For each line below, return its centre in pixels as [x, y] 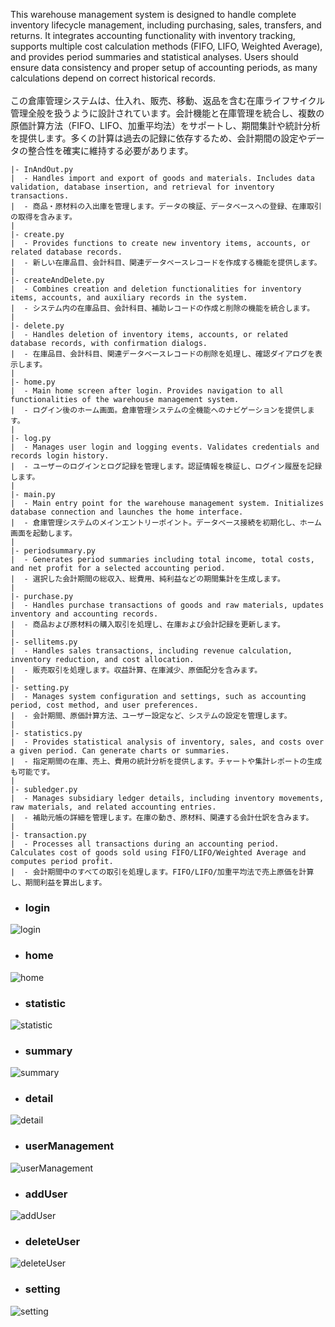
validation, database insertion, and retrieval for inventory [142, 187]
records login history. [60, 456]
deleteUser [52, 1241]
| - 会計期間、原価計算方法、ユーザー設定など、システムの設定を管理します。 [151, 716]
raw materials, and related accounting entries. [113, 807]
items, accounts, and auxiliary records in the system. [129, 298]
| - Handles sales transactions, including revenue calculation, [151, 651]
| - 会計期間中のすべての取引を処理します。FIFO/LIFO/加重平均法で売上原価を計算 [162, 872]
